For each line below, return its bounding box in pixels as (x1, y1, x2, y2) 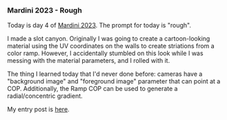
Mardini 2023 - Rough (7, 6, 83, 15)
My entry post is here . (7, 106, 70, 114)
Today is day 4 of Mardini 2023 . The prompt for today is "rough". (7, 21, 192, 30)
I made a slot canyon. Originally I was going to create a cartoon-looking (7, 34, 210, 43)
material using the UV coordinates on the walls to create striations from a (7, 42, 215, 50)
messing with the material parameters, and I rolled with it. (7, 57, 170, 65)
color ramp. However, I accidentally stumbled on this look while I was (7, 49, 204, 57)
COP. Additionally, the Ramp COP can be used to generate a (7, 85, 178, 93)
